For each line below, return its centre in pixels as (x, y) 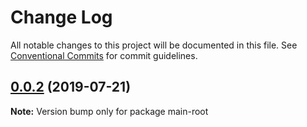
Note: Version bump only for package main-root (109, 111)
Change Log (61, 17)
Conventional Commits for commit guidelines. (104, 55)
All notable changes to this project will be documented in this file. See (154, 45)
